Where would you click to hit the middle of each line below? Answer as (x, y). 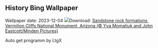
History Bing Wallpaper (42, 8)
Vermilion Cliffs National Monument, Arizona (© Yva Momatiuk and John (79, 25)
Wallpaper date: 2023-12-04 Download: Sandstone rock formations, (77, 20)
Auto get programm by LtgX (33, 40)
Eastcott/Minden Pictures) (32, 31)
